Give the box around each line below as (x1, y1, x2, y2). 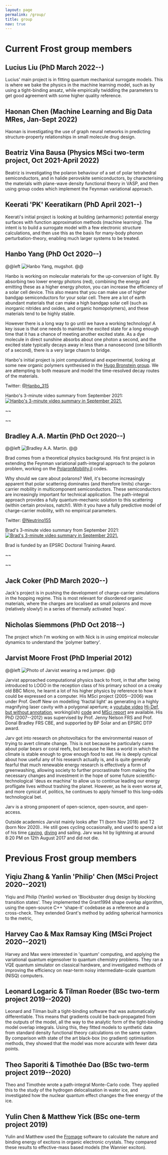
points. (5, 1046, 20, 1052)
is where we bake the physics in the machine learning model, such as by (5, 82, 155, 88)
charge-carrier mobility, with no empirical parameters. (5, 508, 117, 514)
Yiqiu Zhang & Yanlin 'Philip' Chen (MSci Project (5, 873, 158, 881)
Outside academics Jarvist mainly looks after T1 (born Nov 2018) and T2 (5, 819, 154, 825)
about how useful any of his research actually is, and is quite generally (5, 756, 151, 762)
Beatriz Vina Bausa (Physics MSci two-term (5, 148, 144, 157)
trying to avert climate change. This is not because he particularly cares (5, 740, 154, 746)
